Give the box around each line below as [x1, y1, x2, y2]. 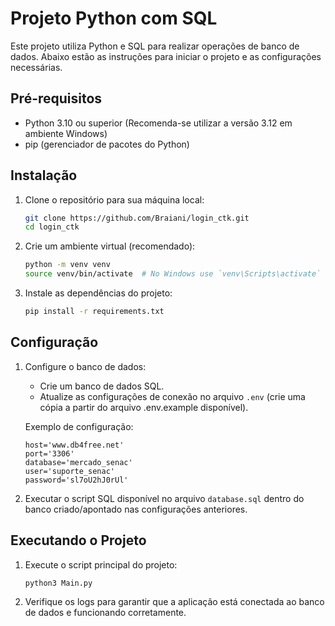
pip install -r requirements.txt [24, 307, 165, 317]
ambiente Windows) [24, 127, 108, 139]
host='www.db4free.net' [24, 440, 125, 450]
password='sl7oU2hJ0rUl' [24, 475, 129, 485]
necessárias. [10, 61, 63, 73]
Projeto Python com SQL [10, 7, 218, 30]
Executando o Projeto [10, 532, 147, 549]
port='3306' [24, 448, 75, 459]
